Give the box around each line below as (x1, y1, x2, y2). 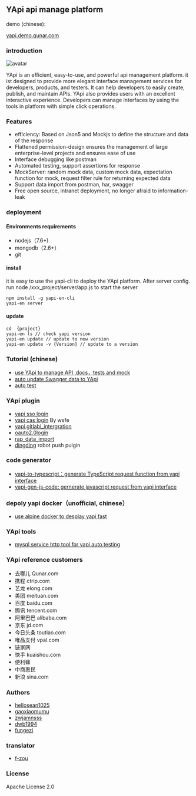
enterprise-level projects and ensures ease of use (14, 150, 136, 157)
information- (158, 187, 188, 194)
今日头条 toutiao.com (14, 628, 66, 636)
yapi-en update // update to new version (6, 336, 109, 342)
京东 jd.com (14, 621, 44, 628)
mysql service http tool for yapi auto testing (14, 541, 121, 548)
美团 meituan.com (14, 592, 59, 599)
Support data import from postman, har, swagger (14, 181, 134, 188)
